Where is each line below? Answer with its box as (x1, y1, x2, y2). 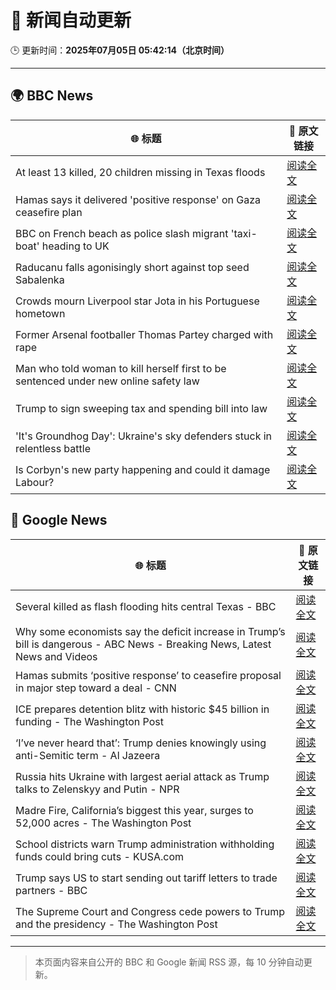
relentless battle (15, 441, 91, 455)
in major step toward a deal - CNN (15, 681, 177, 695)
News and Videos (15, 649, 98, 663)
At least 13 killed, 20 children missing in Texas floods (15, 165, 266, 179)
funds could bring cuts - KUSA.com (15, 849, 185, 863)
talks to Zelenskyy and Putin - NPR (15, 782, 180, 796)
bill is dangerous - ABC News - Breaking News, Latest (15, 637, 272, 651)
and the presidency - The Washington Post (15, 917, 218, 931)
